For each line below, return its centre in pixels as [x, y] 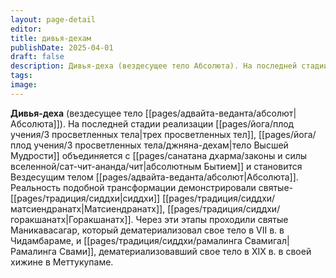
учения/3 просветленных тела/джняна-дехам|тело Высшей [161, 145]
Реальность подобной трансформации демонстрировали [133, 187]
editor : [26, 29]
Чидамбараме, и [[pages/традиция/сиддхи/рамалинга [126, 240]
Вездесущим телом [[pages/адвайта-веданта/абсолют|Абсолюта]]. [154, 177]
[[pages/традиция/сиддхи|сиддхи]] [85, 198]
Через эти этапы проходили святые [212, 219]
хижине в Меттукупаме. [62, 262]
